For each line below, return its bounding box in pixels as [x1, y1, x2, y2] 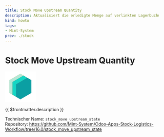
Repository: [5, 121, 28, 127]
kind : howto [5, 18, 29, 23]
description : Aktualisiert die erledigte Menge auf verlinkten [5, 13, 137, 18]
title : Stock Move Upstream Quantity [5, 8, 82, 13]
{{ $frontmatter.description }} [5, 106, 64, 112]
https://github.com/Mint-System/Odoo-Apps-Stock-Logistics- [29, 121, 154, 127]
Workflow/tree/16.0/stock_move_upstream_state [5, 126, 102, 132]
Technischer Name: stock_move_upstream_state [5, 116, 100, 121]
